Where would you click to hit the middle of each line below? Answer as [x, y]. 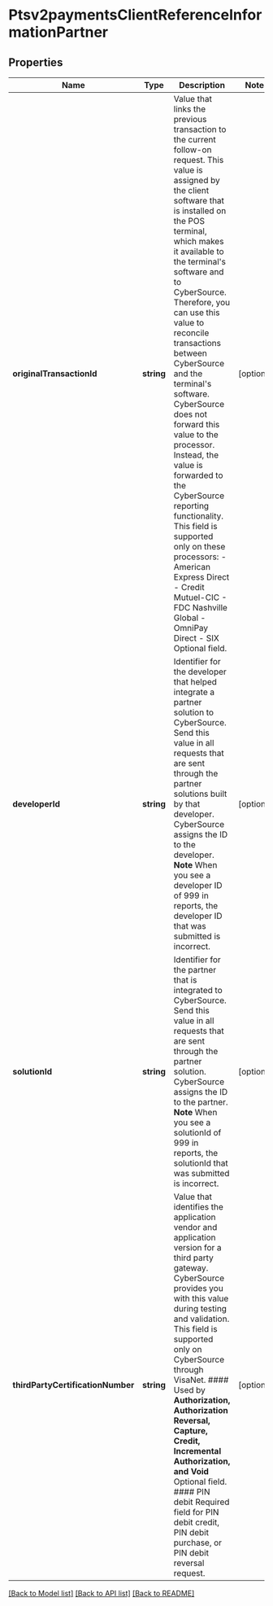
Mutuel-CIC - [200, 597]
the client [191, 190]
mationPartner [58, 32]
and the [188, 374]
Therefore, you [201, 302]
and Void [191, 1471]
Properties [36, 62]
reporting [191, 506]
